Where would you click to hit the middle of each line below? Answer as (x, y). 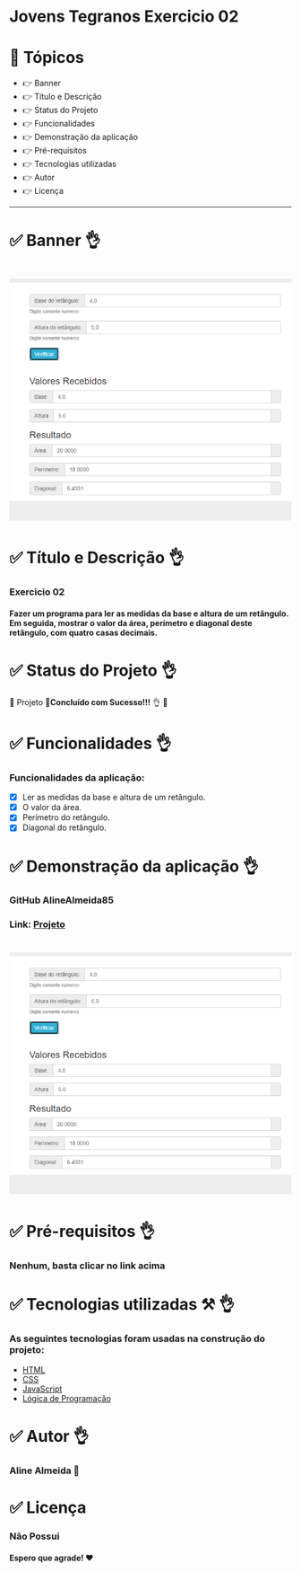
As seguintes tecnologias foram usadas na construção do (138, 1338)
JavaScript (42, 1389)
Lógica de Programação (67, 1398)
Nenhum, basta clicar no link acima (87, 1266)
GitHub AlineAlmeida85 (62, 900)
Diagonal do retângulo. (64, 827)
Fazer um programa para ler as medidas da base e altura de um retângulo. (149, 614)
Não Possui (34, 1536)
